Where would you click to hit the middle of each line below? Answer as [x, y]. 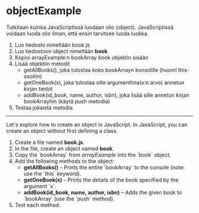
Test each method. [38, 205]
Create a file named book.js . [49, 142]
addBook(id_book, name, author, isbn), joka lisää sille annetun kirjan [106, 95]
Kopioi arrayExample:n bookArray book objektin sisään [81, 57]
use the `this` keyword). [52, 173]
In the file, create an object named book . [64, 148]
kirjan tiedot [38, 89]
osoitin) [33, 76]
